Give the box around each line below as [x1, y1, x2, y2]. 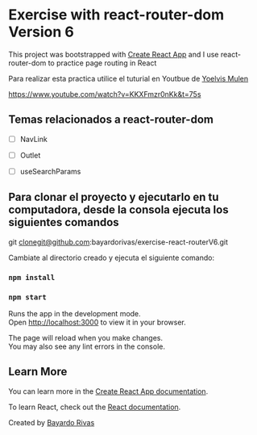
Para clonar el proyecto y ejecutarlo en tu [8, 190, 219, 204]
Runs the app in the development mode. [8, 308, 141, 318]
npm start [8, 292, 47, 302]
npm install [8, 273, 56, 282]
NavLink [19, 134, 48, 144]
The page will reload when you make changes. [8, 333, 164, 342]
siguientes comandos [8, 215, 119, 229]
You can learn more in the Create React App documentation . [8, 386, 209, 396]
